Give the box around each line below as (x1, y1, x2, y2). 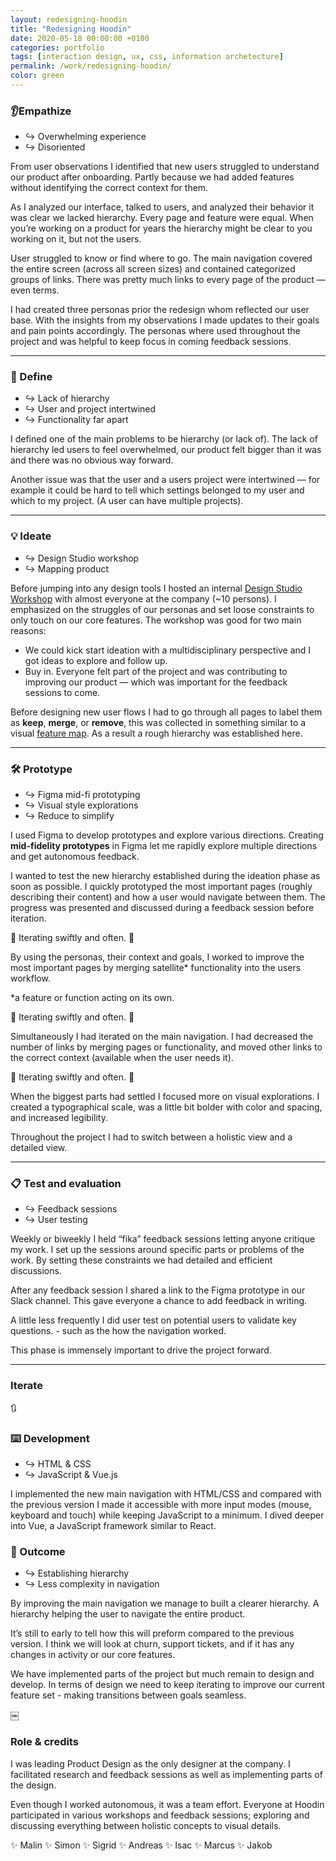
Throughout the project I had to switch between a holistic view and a (10, 1131, 293, 1143)
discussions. (10, 1265, 62, 1277)
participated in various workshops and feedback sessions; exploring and (10, 1809, 310, 1821)
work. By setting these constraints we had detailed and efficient (10, 1254, 273, 1266)
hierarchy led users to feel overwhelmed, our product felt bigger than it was (10, 444, 322, 456)
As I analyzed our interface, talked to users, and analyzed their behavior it (10, 201, 315, 213)
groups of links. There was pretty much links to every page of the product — (10, 274, 326, 286)
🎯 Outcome (10, 1544, 66, 1558)
